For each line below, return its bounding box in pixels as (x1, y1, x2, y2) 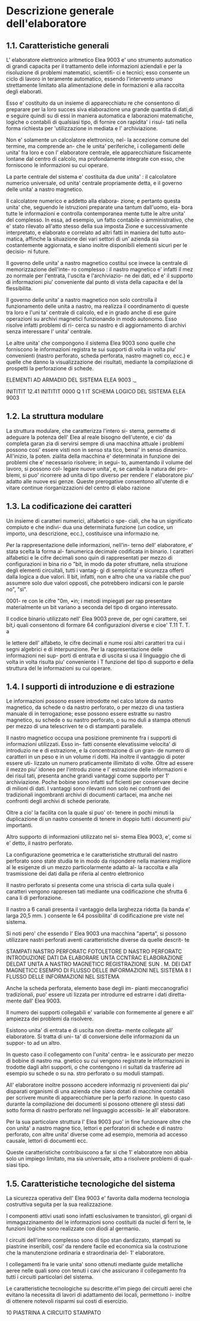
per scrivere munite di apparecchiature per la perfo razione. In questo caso (6, 1094, 190, 1101)
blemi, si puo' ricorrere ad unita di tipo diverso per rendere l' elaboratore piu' (6, 471, 194, 479)
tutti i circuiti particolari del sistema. (6, 1273, 94, 1281)
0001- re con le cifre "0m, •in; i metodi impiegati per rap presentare (6, 597, 172, 604)
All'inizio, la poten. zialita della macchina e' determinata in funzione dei (6, 452, 180, 460)
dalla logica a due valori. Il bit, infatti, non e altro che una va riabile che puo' (6, 573, 192, 580)
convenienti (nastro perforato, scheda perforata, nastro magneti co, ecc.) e (6, 352, 190, 359)
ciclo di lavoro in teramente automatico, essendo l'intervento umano (6, 76, 173, 82)
